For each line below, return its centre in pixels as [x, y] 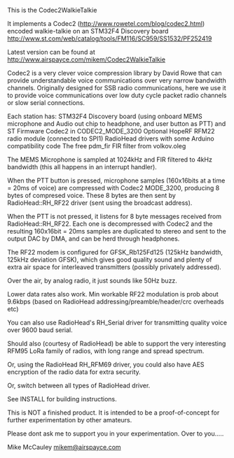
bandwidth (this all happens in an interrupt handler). [82, 167]
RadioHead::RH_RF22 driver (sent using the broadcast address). [100, 203]
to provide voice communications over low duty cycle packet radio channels [117, 95]
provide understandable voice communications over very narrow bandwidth [117, 80]
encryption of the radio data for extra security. [74, 372]
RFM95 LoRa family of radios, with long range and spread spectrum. [106, 351]
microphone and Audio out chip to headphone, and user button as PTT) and [117, 124]
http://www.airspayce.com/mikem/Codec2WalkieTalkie [87, 59]
